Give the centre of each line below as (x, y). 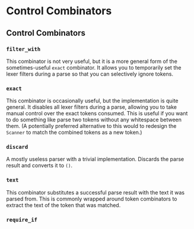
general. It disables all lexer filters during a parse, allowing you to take (91, 107)
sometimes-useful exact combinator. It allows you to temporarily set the (94, 67)
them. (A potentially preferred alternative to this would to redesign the (91, 126)
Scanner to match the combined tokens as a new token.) (74, 133)
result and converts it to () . (39, 165)
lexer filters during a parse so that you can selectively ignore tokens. (90, 74)
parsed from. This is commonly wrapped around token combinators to (92, 199)
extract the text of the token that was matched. (63, 205)
